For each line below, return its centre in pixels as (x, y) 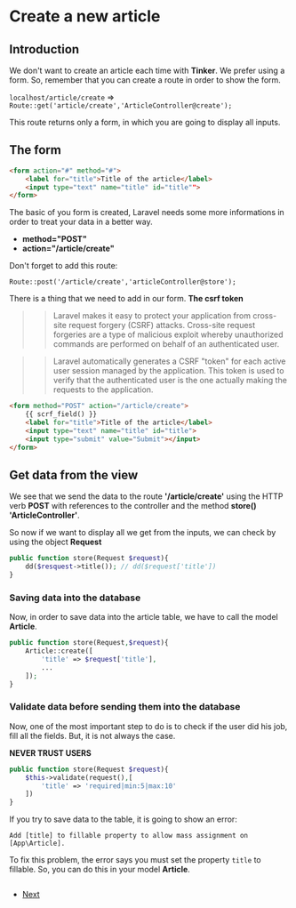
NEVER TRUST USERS (50, 752)
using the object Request (56, 542)
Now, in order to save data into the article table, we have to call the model (144, 617)
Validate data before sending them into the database (125, 707)
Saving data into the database (75, 598)
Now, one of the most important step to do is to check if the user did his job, (148, 726)
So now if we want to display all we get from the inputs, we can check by (143, 533)
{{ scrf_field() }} (61, 414)
